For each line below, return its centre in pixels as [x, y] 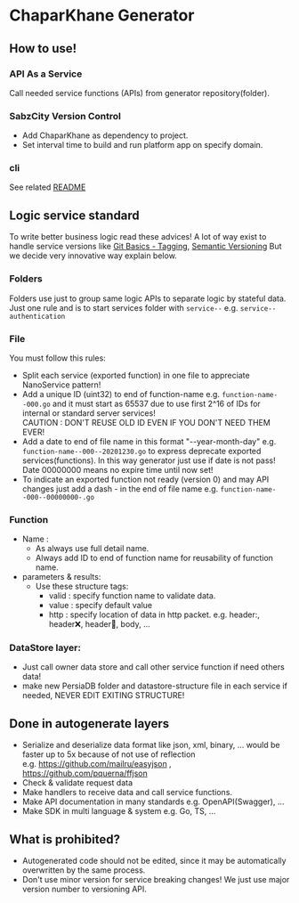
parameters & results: [61, 577]
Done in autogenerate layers [89, 724]
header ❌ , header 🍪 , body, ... [100, 624]
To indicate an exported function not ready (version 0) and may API [145, 479]
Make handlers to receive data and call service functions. [127, 793]
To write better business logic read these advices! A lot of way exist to [138, 237]
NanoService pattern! [61, 385]
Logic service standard [74, 215]
